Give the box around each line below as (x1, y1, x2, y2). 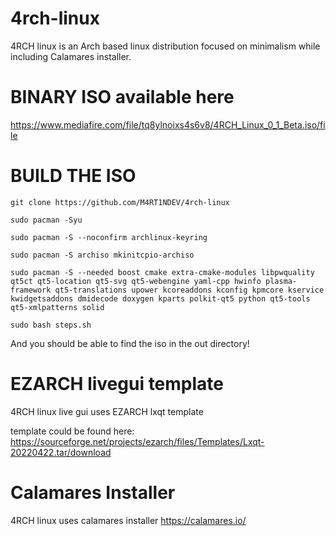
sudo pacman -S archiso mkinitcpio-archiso (10, 250, 195, 260)
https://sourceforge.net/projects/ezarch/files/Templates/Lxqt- (10, 435, 265, 447)
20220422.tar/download (10, 446, 112, 458)
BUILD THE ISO (10, 165, 137, 187)
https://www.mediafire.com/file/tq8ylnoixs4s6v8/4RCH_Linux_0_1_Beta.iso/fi (10, 118, 326, 131)
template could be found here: (10, 425, 135, 437)
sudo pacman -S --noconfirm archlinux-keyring (10, 232, 208, 242)
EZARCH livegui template (10, 373, 225, 395)
